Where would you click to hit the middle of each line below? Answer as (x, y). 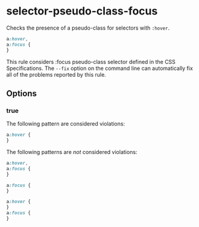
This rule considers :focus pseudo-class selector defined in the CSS (91, 62)
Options (22, 93)
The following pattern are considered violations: (66, 124)
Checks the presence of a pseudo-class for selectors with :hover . (88, 28)
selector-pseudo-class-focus (82, 11)
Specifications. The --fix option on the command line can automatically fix (99, 68)
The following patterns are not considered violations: (72, 152)
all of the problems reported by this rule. (56, 74)
